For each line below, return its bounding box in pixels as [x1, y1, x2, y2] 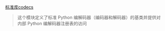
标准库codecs [5, 4, 34, 10]
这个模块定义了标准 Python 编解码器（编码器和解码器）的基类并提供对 [17, 15, 161, 20]
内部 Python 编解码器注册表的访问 [17, 21, 87, 26]
